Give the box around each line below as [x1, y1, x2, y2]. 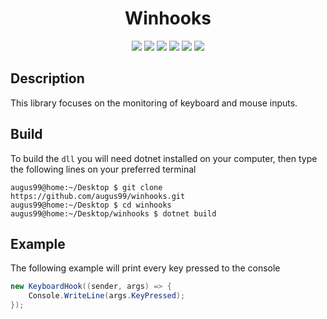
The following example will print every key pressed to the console [10, 262, 281, 274]
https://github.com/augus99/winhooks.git [10, 191, 186, 201]
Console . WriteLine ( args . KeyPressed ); [28, 291, 186, 301]
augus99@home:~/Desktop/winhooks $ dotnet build [10, 208, 217, 219]
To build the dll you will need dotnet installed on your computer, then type [10, 152, 318, 164]
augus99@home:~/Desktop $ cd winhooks [10, 200, 172, 210]
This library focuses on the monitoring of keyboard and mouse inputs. [10, 97, 298, 109]
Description [10, 70, 85, 87]
